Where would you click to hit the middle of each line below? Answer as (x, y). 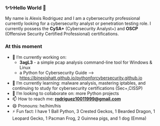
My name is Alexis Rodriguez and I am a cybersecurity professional (73, 18)
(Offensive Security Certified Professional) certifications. (62, 34)
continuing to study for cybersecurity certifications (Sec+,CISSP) (77, 88)
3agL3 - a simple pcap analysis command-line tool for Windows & (86, 62)
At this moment (24, 47)
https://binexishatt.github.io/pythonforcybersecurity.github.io (81, 78)
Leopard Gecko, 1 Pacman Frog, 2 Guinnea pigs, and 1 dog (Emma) (79, 118)
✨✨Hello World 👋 (26, 8)
